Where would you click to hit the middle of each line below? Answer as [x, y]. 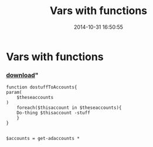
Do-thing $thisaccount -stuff [54, 113]
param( [14, 93]
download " [22, 75]
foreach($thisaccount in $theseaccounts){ [69, 108]
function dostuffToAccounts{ [42, 87]
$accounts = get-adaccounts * [43, 139]
